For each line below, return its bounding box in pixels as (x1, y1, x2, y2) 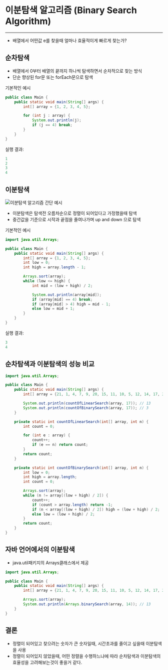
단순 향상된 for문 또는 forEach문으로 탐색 (12, 74, 93, 80)
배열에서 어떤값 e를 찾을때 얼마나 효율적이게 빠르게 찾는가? (12, 37, 127, 43)
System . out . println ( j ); (31, 118, 81, 123)
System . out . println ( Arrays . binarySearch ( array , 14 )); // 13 (23, 602, 151, 607)
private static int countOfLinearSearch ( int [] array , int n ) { (14, 419, 149, 424)
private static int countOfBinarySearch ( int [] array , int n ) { (14, 465, 149, 470)
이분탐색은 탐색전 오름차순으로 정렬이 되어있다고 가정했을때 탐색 (12, 210, 137, 216)
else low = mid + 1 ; (31, 306, 75, 311)
